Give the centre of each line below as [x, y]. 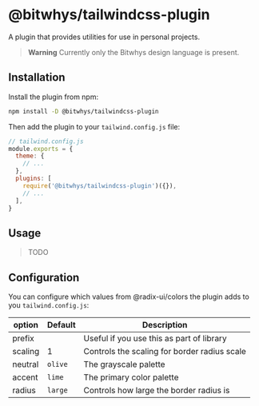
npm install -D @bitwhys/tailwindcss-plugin [84, 111]
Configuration [44, 277]
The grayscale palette [124, 364]
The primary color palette [131, 377]
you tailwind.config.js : [49, 305]
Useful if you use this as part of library [155, 338]
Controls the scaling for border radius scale [165, 351]
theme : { [30, 156]
